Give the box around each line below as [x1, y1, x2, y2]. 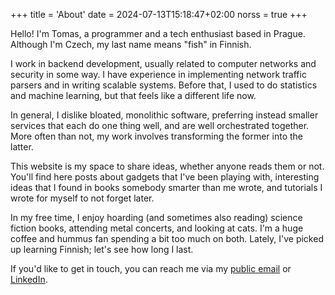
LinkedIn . [10, 274, 48, 285]
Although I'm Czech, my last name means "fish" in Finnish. [10, 39, 252, 50]
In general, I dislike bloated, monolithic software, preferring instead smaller [10, 109, 319, 121]
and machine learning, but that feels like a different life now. [10, 90, 257, 101]
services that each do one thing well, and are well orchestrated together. [10, 120, 310, 131]
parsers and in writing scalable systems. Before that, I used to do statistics [10, 79, 318, 91]
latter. [10, 141, 34, 153]
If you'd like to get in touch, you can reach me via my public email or [10, 263, 292, 274]
